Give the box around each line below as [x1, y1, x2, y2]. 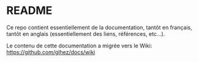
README [6, 4, 53, 18]
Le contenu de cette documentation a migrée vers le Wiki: [6, 42, 153, 49]
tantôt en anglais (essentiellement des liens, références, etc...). [6, 30, 166, 37]
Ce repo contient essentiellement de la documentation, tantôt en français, [6, 24, 192, 31]
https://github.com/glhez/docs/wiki [6, 48, 96, 55]
